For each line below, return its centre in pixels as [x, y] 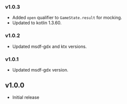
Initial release [26, 97]
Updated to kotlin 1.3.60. [37, 23]
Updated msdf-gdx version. [40, 69]
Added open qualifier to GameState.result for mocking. [67, 18]
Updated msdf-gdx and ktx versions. [49, 46]
